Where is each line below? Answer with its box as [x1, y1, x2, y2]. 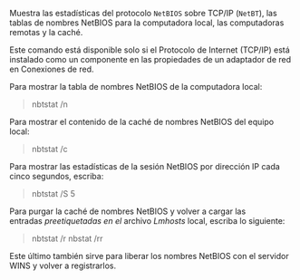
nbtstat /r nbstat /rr [31, 233, 103, 244]
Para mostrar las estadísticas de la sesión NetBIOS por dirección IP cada [9, 161, 281, 171]
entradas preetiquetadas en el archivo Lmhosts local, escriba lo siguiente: [9, 216, 285, 226]
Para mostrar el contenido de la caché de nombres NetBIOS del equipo [9, 117, 275, 127]
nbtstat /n [31, 99, 68, 110]
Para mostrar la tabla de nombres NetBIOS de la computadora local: [9, 82, 263, 92]
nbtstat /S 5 [31, 188, 75, 198]
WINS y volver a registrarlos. [9, 260, 117, 271]
